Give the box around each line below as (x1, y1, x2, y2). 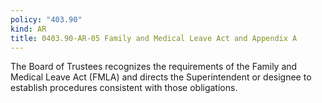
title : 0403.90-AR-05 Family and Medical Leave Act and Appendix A (10, 33, 298, 43)
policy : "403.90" (10, 14, 83, 25)
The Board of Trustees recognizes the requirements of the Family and (10, 61, 298, 73)
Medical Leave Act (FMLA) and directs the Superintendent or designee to (10, 71, 312, 83)
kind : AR (10, 24, 47, 34)
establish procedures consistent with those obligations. (10, 82, 238, 94)
